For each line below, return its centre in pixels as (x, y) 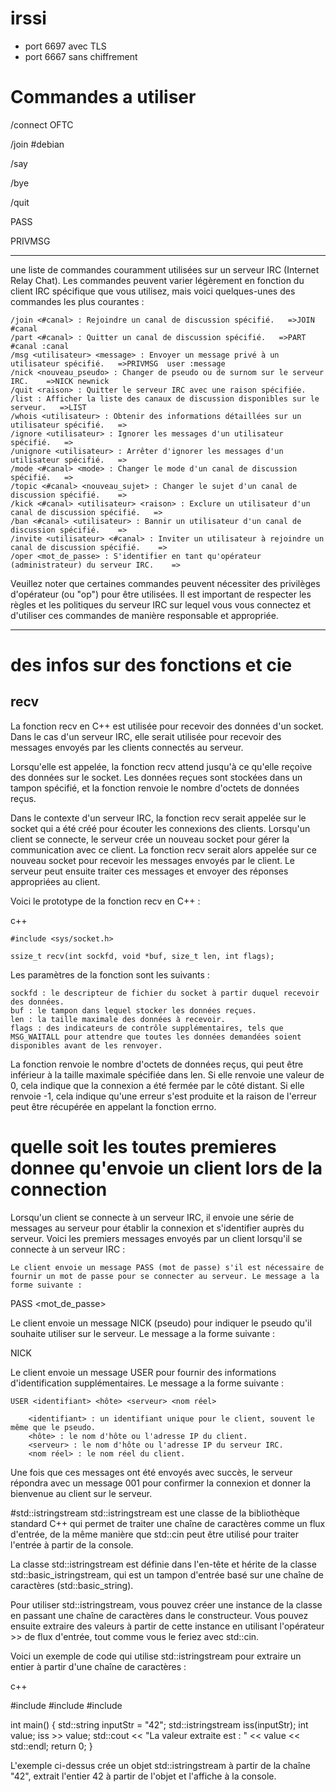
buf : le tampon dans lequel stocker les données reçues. (133, 1010)
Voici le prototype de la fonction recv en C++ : (105, 901)
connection (59, 1189)
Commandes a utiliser (103, 97)
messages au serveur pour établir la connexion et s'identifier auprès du (157, 1228)
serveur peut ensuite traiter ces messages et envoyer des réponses (149, 871)
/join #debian (37, 144)
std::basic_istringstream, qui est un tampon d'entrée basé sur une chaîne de (167, 1574)
